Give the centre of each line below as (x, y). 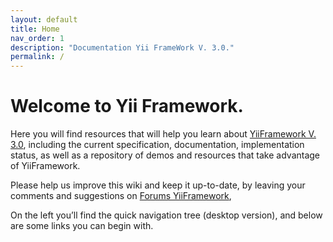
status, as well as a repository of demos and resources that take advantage (165, 155)
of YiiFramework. (45, 166)
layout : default (44, 19)
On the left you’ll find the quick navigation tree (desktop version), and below (166, 215)
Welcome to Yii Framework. (127, 106)
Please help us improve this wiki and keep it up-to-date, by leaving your (158, 185)
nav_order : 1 (37, 38)
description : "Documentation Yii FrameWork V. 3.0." (122, 47)
